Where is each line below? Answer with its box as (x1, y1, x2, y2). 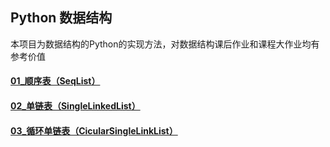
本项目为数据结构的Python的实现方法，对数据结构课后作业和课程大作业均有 (10, 38, 320, 50)
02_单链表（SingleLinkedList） (10, 100, 141, 112)
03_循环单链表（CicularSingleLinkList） (10, 124, 178, 137)
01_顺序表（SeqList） (10, 75, 101, 87)
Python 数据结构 (10, 9, 113, 27)
